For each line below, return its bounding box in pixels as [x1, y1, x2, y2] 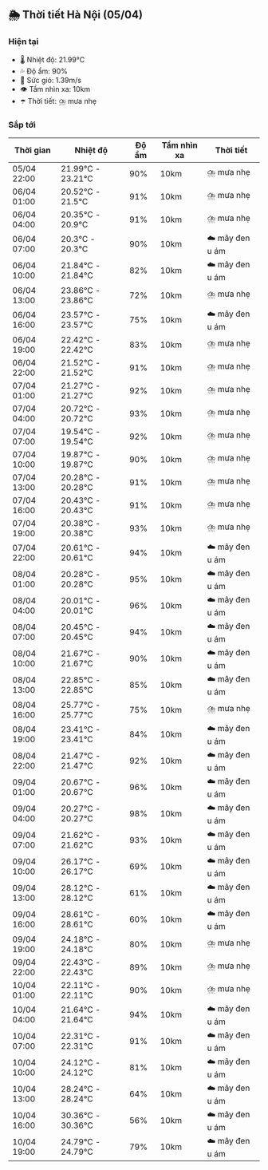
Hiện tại [8, 36, 39, 47]
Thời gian [14, 144, 52, 156]
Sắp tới [8, 119, 36, 130]
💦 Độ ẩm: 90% [19, 66, 68, 76]
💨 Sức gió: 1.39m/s [19, 75, 82, 85]
